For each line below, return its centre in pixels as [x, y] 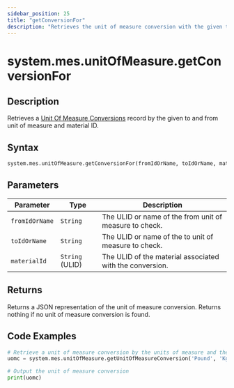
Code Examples [42, 336]
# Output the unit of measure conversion [68, 371]
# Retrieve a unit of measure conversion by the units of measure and [112, 352]
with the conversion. [135, 265]
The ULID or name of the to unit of [158, 236]
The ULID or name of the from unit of [162, 217]
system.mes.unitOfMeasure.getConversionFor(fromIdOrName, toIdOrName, [112, 164]
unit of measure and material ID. [53, 125]
